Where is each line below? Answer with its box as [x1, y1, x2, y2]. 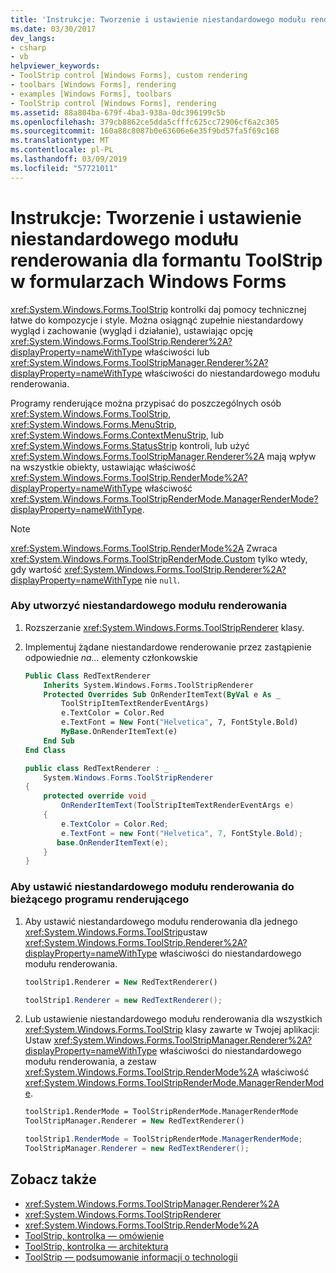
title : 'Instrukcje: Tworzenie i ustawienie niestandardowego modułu [10, 14, 307, 25]
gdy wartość [10, 563, 63, 575]
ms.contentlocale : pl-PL [10, 145, 114, 155]
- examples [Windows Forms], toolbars [10, 89, 172, 99]
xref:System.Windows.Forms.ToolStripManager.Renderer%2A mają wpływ [10, 450, 317, 462]
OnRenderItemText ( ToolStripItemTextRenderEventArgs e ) [61, 801, 295, 811]
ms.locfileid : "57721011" [10, 163, 118, 173]
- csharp [10, 42, 47, 53]
